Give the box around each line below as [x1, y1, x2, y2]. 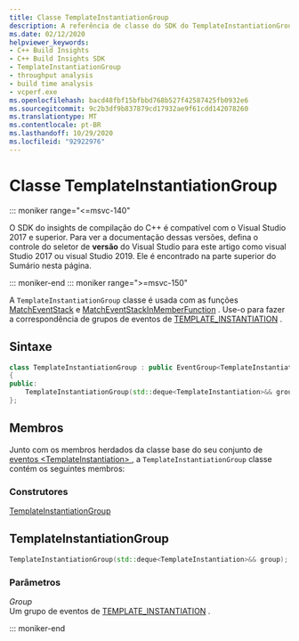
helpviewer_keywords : [9, 37, 90, 47]
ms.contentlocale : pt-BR [9, 121, 101, 130]
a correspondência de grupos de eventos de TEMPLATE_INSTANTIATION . [9, 313, 283, 324]
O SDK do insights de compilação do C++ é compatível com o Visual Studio [9, 222, 287, 232]
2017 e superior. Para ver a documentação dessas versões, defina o [9, 231, 259, 242]
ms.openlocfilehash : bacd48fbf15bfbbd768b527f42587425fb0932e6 [9, 95, 249, 105]
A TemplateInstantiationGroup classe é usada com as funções [9, 295, 238, 305]
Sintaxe [9, 339, 53, 354]
